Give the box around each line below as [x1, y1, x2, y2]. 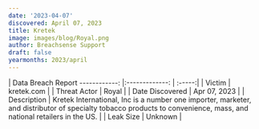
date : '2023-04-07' [8, 11, 74, 20]
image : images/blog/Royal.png [8, 33, 110, 42]
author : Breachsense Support [8, 41, 106, 49]
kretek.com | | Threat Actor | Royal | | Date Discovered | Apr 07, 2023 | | [8, 86, 245, 96]
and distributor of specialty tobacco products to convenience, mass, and [8, 103, 249, 112]
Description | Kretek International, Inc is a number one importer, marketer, [8, 95, 252, 104]
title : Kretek [8, 26, 56, 34]
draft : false [8, 49, 52, 57]
